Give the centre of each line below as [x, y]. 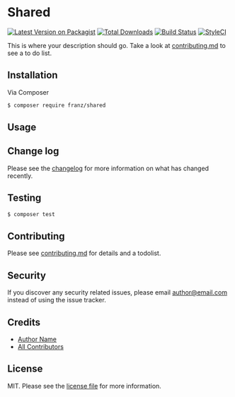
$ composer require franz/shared [57, 105]
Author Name [37, 339]
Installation [33, 75]
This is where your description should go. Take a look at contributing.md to [117, 45]
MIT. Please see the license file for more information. [84, 386]
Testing [24, 198]
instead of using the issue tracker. [57, 300]
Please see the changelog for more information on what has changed [108, 168]
